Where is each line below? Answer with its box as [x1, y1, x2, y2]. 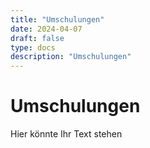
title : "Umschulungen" [10, 14, 105, 25]
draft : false [10, 33, 65, 43]
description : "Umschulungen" [10, 52, 132, 62]
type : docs [10, 42, 56, 53]
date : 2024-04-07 [10, 24, 83, 34]
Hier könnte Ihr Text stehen [10, 128, 123, 140]
